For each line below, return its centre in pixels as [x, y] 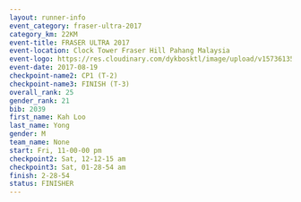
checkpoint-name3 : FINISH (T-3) [69, 84]
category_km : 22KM [43, 34]
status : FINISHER [42, 184]
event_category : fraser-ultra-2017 [76, 26]
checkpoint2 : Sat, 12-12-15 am [68, 159]
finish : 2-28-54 [39, 175]
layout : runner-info [48, 17]
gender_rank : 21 [39, 101]
